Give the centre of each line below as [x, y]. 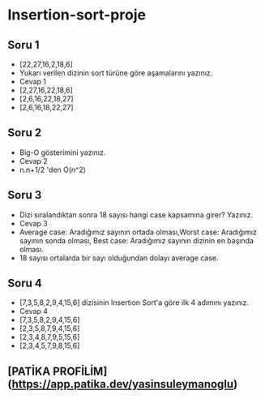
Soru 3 [25, 195]
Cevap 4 [34, 311]
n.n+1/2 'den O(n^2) [53, 169]
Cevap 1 [32, 82]
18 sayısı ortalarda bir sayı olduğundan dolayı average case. [119, 258]
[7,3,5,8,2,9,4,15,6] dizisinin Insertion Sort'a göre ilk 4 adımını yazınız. [134, 302]
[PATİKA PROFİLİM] [58, 371]
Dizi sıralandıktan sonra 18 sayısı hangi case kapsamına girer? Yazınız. [136, 215]
